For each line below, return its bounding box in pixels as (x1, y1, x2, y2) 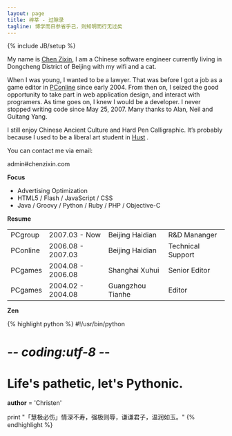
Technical (168, 241, 200, 251)
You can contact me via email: (7, 146, 93, 155)
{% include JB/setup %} (7, 42, 76, 50)
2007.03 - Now (48, 230, 101, 240)
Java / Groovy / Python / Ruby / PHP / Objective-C (17, 201, 161, 210)
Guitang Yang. (7, 112, 48, 121)
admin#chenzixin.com (7, 160, 70, 168)
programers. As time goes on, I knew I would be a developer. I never (7, 98, 202, 106)
